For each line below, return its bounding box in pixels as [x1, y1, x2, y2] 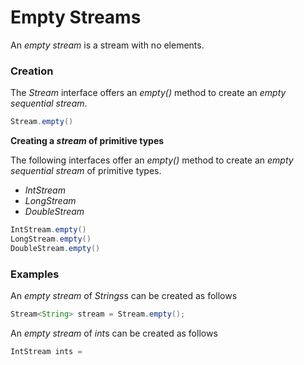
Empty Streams [10, 6, 142, 29]
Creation [10, 64, 54, 78]
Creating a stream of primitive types [10, 135, 165, 147]
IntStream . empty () [10, 225, 87, 235]
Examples [10, 267, 60, 281]
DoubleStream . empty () [10, 243, 101, 253]
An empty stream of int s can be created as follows [10, 327, 218, 339]
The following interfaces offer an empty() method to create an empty [10, 154, 294, 166]
